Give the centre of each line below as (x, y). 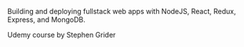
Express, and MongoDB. (46, 20)
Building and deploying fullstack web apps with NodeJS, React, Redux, (122, 11)
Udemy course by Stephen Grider (62, 35)
